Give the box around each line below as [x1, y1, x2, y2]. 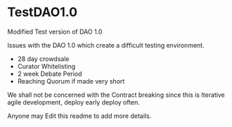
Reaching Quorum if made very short [17, 76, 125, 85]
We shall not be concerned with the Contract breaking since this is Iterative [7, 91, 225, 99]
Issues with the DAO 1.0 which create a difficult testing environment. [7, 41, 205, 49]
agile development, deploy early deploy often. [7, 98, 141, 106]
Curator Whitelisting [17, 62, 76, 70]
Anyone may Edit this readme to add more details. [7, 112, 152, 120]
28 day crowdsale [17, 54, 70, 63]
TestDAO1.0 [7, 4, 78, 20]
